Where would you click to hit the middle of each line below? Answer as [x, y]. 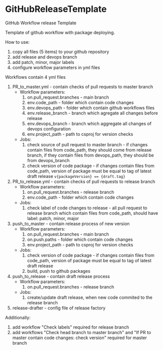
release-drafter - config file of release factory [59, 308]
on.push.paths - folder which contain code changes [80, 239]
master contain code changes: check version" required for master [80, 338]
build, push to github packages [59, 271]
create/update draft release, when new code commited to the [90, 297]
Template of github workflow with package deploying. [60, 32]
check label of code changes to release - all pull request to [87, 208]
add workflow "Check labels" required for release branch [71, 327]
